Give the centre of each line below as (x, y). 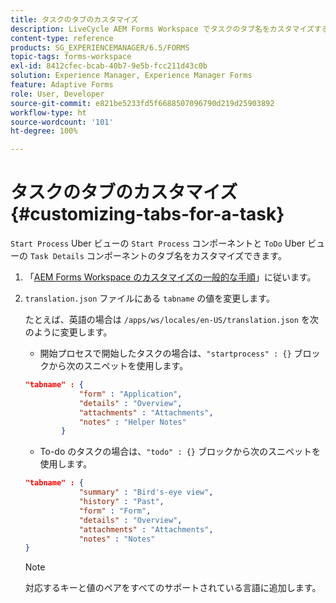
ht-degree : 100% (44, 131)
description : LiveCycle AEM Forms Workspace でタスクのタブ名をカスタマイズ (162, 29)
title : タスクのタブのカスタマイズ (74, 19)
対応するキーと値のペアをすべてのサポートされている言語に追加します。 (173, 588)
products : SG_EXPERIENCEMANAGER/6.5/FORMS (100, 47)
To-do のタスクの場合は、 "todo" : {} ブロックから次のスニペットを (180, 452)
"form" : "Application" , (130, 394)
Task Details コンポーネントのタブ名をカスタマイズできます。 (158, 256)
